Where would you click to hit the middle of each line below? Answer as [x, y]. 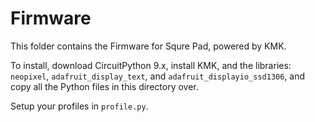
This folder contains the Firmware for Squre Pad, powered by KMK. [148, 46]
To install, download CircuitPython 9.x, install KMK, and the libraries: [151, 65]
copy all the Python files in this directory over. [104, 86]
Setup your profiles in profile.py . [79, 106]
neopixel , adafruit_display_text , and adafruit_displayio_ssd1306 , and [158, 76]
